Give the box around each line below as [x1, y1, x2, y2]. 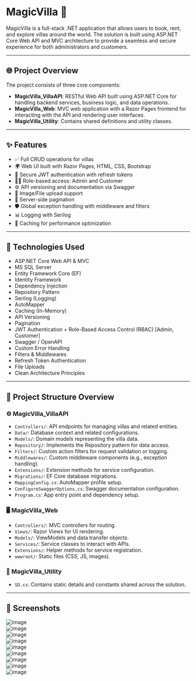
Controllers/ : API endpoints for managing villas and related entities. [14, 423, 179, 430]
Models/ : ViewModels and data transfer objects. [14, 534, 129, 541]
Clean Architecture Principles [14, 369, 85, 377]
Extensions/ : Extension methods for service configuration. [14, 467, 155, 474]
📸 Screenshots [6, 603, 61, 614]
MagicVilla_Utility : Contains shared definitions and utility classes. [14, 117, 173, 125]
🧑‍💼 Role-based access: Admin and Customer [14, 177, 123, 184]
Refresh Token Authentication [14, 357, 86, 364]
